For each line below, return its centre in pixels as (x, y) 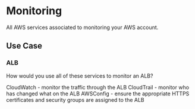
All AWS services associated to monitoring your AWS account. (82, 27)
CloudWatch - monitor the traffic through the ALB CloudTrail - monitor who (97, 87)
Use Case (24, 46)
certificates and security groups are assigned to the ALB (75, 100)
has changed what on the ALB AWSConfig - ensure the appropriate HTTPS (98, 94)
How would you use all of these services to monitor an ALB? (80, 76)
